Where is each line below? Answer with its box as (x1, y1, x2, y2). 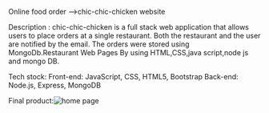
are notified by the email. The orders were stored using (8, 39, 190, 49)
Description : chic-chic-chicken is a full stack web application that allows (8, 22, 250, 31)
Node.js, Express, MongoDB (8, 80, 102, 90)
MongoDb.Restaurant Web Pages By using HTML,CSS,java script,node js (8, 48, 249, 57)
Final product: (8, 96, 54, 105)
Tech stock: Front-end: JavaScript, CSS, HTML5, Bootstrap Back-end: (8, 72, 239, 81)
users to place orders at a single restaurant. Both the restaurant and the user (8, 31, 261, 40)
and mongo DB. (8, 56, 60, 66)
